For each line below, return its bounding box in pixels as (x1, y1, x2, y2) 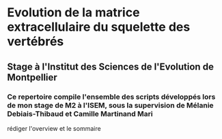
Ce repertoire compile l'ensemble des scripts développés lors (7, 92, 216, 102)
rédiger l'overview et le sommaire (7, 124, 101, 132)
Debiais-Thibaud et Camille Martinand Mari (7, 109, 153, 119)
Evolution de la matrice (7, 5, 140, 20)
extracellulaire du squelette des (7, 19, 191, 35)
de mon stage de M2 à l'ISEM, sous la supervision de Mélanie (7, 100, 214, 110)
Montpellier (7, 72, 58, 83)
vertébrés (7, 34, 64, 49)
